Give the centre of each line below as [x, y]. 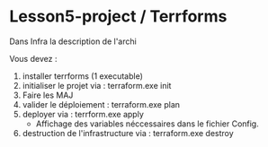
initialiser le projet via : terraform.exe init [97, 85]
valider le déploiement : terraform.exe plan [101, 104]
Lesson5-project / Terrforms [118, 17]
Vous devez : [33, 58]
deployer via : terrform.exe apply [83, 114]
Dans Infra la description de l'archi [73, 41]
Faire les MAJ [48, 95]
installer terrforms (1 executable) [83, 76]
